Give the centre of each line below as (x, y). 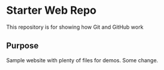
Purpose (23, 46)
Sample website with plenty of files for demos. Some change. (82, 60)
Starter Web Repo (51, 10)
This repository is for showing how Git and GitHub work (75, 27)
